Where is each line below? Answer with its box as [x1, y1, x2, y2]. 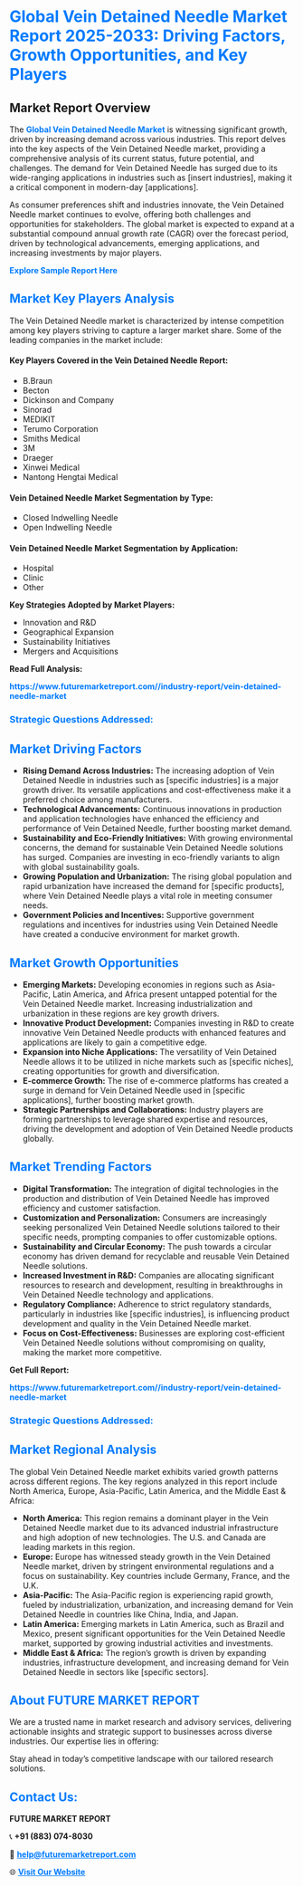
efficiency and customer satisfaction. [22, 1202, 161, 1213]
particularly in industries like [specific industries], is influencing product [22, 1308, 290, 1319]
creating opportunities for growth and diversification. [22, 1066, 220, 1077]
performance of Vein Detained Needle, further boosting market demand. [22, 823, 292, 834]
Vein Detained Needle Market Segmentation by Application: [9, 542, 239, 553]
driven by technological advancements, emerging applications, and [9, 238, 260, 248]
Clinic [22, 572, 44, 583]
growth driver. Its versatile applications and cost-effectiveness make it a [22, 785, 291, 796]
